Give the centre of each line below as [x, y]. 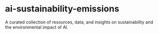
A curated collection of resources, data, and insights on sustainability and [79, 22]
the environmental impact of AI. [37, 27]
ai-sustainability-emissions [62, 9]
